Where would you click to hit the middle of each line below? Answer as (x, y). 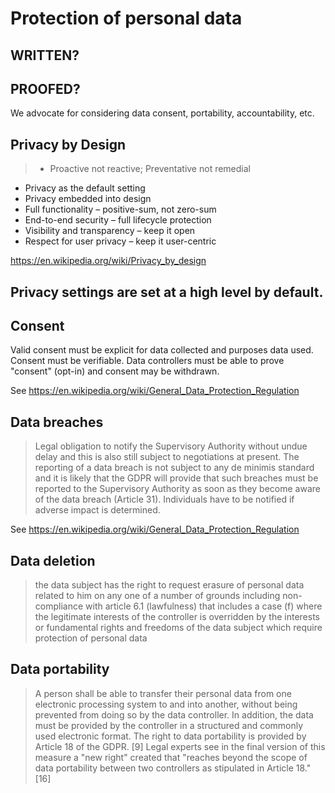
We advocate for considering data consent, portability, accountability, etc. (162, 113)
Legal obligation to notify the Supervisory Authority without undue (171, 446)
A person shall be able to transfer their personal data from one (163, 693)
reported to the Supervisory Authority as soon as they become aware (177, 489)
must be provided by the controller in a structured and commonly (169, 725)
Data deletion (53, 560)
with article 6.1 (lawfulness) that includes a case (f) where (204, 606)
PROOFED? (45, 88)
